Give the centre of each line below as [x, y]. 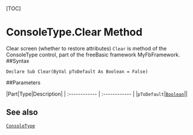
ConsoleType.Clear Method [74, 32]
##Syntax [18, 60]
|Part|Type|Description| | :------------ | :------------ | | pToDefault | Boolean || [97, 94]
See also [22, 112]
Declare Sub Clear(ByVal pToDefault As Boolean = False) [77, 72]
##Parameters [23, 82]
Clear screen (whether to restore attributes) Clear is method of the [87, 48]
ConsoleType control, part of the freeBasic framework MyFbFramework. [93, 55]
